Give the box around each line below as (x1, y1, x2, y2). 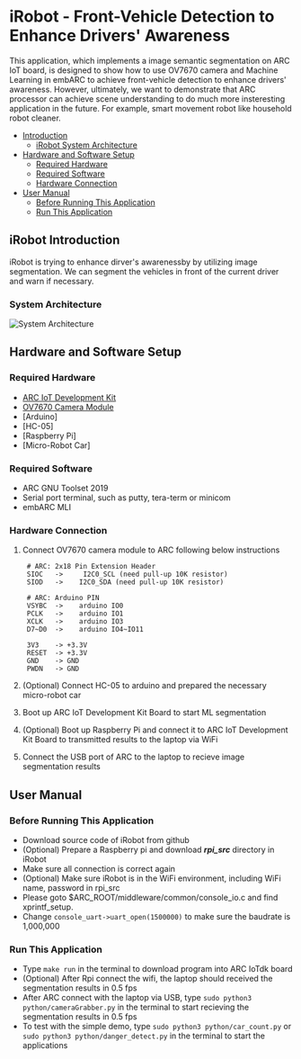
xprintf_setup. (22, 902, 74, 912)
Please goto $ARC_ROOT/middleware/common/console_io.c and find (22, 893, 279, 903)
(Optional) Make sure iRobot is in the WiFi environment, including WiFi (22, 873, 281, 884)
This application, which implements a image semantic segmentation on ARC (9, 55, 290, 66)
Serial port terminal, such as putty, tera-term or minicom (22, 492, 231, 503)
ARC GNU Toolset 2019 (22, 483, 109, 494)
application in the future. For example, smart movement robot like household (9, 103, 292, 113)
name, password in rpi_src (22, 883, 120, 893)
